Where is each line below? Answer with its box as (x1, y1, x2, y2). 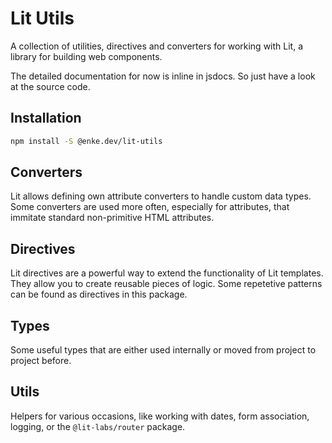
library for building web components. (10, 50, 163, 62)
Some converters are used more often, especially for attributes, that (10, 201, 290, 213)
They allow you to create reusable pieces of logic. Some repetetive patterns (10, 278, 323, 290)
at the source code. (10, 80, 91, 92)
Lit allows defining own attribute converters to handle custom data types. (10, 190, 312, 202)
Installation (10, 110, 82, 127)
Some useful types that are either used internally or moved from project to (10, 344, 317, 356)
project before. (10, 355, 72, 367)
